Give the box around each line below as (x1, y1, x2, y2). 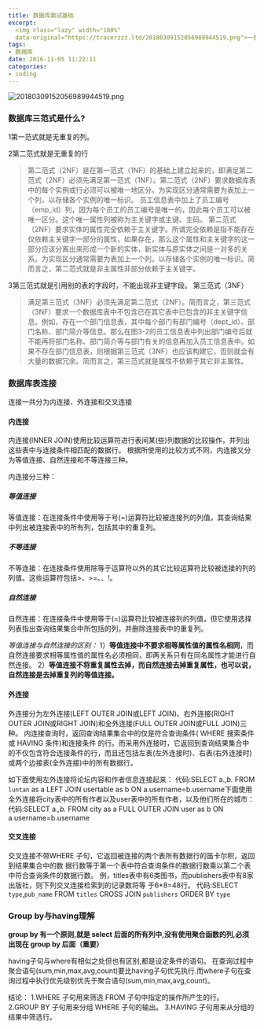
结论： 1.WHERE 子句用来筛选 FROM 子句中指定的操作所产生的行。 (8, 993, 224, 1002)
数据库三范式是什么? (8, 112, 86, 124)
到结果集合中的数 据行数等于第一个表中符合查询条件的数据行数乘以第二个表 (8, 861, 251, 870)
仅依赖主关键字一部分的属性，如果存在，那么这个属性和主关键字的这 (27, 234, 248, 244)
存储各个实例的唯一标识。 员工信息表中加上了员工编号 (54, 194, 229, 205)
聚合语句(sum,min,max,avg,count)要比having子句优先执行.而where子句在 (8, 966, 245, 976)
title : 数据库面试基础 (8, 11, 75, 20)
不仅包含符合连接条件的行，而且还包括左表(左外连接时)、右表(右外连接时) (14, 748, 253, 758)
